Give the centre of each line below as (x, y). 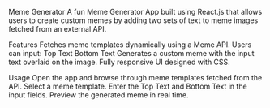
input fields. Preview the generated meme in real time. (99, 95)
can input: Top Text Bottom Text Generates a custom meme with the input (131, 53)
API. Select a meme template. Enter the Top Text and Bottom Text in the (128, 86)
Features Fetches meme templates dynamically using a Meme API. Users (130, 45)
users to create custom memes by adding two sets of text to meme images (133, 20)
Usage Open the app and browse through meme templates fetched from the (135, 78)
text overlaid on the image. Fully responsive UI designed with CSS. (120, 62)
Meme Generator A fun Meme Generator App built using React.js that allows (135, 12)
